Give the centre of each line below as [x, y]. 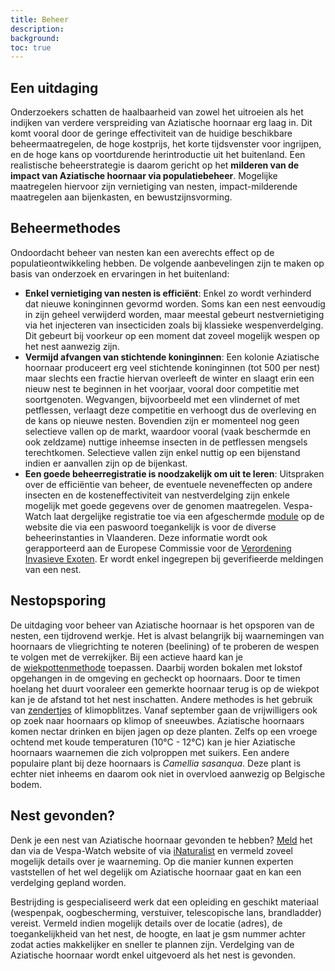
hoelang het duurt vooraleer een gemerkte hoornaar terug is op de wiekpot [165, 688]
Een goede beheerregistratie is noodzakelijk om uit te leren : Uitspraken [174, 473]
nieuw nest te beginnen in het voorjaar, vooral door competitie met [162, 388]
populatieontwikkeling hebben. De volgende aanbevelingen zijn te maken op [167, 263]
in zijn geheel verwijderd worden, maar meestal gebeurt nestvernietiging [174, 314]
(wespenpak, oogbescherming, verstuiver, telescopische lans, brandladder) [166, 912]
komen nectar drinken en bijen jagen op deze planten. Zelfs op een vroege [164, 731]
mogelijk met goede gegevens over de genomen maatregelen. [153, 505]
